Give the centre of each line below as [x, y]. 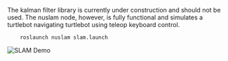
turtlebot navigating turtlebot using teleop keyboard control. [94, 25]
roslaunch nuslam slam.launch [64, 37]
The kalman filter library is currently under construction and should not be [114, 10]
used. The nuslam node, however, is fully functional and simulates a [105, 17]
